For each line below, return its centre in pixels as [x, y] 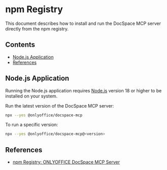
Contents [20, 45]
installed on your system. [31, 96]
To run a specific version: [32, 125]
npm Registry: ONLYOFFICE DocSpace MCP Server [66, 162]
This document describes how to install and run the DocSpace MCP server [83, 23]
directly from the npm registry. [37, 28]
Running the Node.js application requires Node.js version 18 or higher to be [83, 90]
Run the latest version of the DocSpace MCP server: [60, 106]
